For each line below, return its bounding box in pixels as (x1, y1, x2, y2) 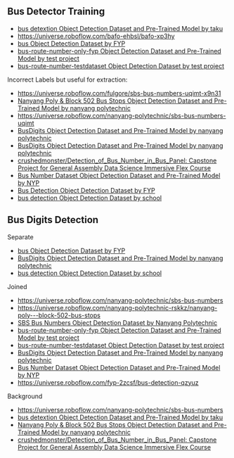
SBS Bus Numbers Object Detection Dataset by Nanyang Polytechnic (17, 318, 218, 326)
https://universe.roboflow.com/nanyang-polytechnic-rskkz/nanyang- (17, 303, 218, 312)
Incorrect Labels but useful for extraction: (7, 75, 128, 84)
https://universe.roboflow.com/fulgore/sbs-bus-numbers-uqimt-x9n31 (17, 89, 221, 97)
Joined (7, 282, 27, 291)
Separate (7, 232, 34, 241)
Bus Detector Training (7, 6, 105, 18)
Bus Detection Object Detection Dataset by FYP (17, 186, 156, 194)
